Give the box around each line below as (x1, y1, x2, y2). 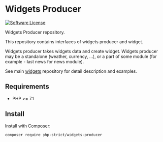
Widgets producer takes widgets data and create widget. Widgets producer (5, 48, 159, 54)
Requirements (5, 83, 49, 91)
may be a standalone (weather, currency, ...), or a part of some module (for (5, 53, 157, 59)
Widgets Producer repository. (5, 29, 65, 35)
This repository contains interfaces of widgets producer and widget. (5, 38, 144, 45)
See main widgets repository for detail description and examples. (5, 68, 137, 74)
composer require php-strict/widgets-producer (5, 132, 102, 137)
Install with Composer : (5, 123, 51, 129)
